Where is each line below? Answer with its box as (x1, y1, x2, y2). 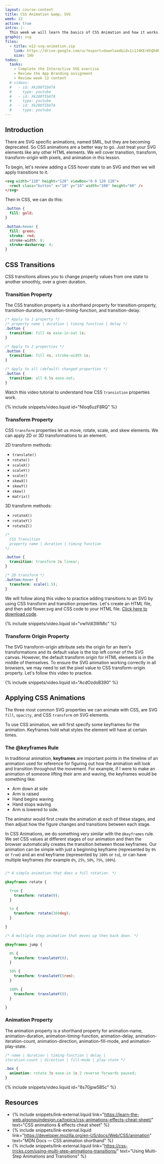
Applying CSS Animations (5, 694, 85, 702)
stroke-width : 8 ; (9, 238, 45, 243)
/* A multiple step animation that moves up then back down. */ (5, 933, 139, 938)
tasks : (9, 62, 23, 67)
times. (5, 732, 18, 738)
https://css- (104, 1142, 128, 1149)
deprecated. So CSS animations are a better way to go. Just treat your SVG (5, 144, 156, 150)
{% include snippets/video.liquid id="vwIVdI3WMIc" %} (5, 621, 117, 626)
